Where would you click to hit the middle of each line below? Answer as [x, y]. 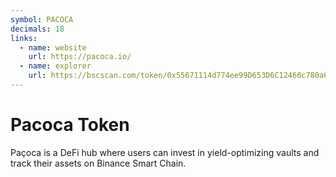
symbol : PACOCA [42, 19]
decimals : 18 [37, 29]
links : [24, 38]
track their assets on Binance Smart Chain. [98, 163]
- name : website [53, 47]
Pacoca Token [70, 125]
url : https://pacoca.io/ [80, 57]
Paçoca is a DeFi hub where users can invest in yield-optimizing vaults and [165, 152]
